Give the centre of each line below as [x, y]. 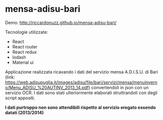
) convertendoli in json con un [118, 87]
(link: [10, 77]
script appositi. [20, 98]
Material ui [23, 62]
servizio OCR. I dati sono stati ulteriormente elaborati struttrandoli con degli [81, 93]
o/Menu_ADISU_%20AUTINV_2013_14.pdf [47, 87]
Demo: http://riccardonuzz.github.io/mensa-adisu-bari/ [61, 23]
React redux [24, 52]
